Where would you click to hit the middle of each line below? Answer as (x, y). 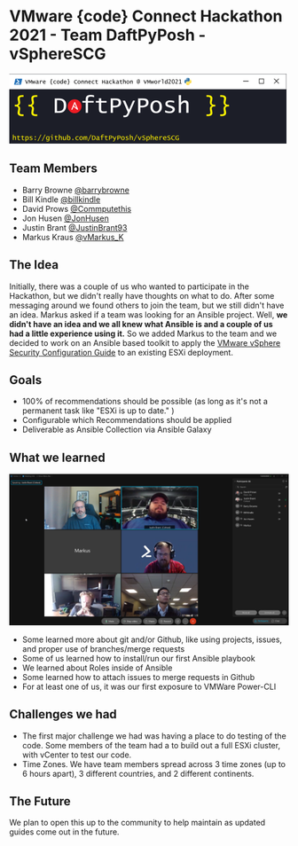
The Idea (34, 265)
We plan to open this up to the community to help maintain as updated (137, 823)
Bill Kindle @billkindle (61, 199)
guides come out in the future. (64, 832)
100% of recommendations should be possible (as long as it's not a (145, 402)
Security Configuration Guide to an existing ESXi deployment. (121, 352)
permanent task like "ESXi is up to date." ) (98, 411)
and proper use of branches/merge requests (103, 648)
